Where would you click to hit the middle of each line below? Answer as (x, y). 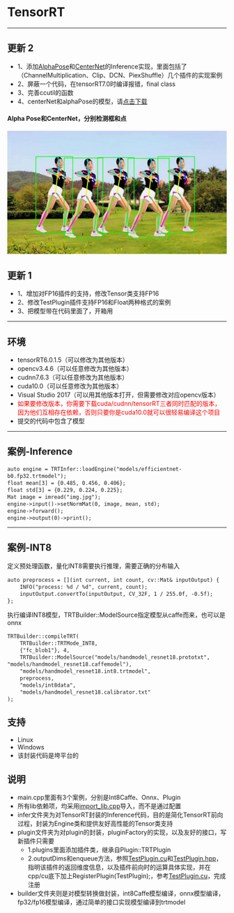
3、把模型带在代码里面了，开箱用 (65, 311)
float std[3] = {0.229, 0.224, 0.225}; (65, 490)
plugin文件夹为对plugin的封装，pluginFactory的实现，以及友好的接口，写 (122, 833)
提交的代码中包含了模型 (51, 421)
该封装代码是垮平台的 (48, 755)
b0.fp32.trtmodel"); (37, 476)
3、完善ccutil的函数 (46, 92)
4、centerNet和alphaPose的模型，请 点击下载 (82, 101)
